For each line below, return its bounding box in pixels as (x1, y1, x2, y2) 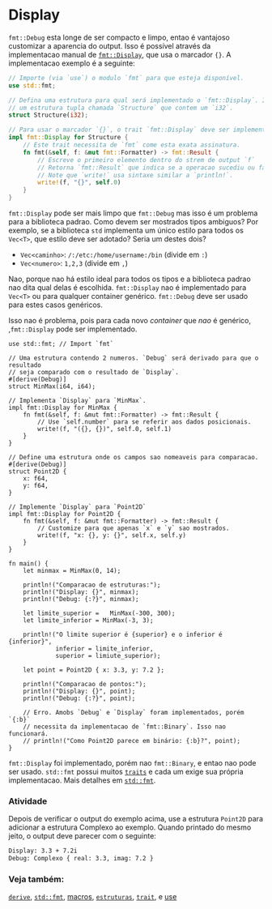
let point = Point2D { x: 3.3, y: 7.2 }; (23, 666, 164, 674)
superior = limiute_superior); (55, 652, 161, 660)
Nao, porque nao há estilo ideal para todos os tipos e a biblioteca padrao (8, 274, 251, 284)
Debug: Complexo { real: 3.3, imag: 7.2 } (8, 855, 154, 863)
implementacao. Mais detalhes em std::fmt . (8, 775, 156, 785)
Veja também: (8, 873, 65, 885)
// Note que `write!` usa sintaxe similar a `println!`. (37, 171, 233, 179)
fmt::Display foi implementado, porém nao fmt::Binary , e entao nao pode (8, 758, 257, 768)
